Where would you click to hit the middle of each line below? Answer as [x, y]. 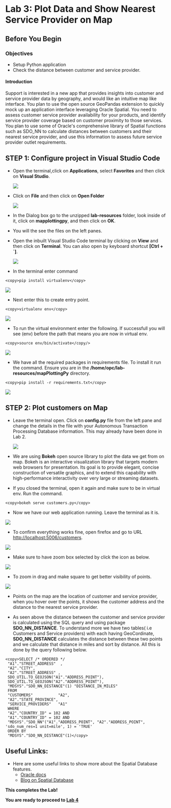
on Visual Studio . [31, 176]
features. [22, 769]
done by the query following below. [50, 649]
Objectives [19, 53]
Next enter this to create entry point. [51, 300]
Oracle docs [33, 774]
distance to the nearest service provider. [55, 607]
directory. [80, 373]
